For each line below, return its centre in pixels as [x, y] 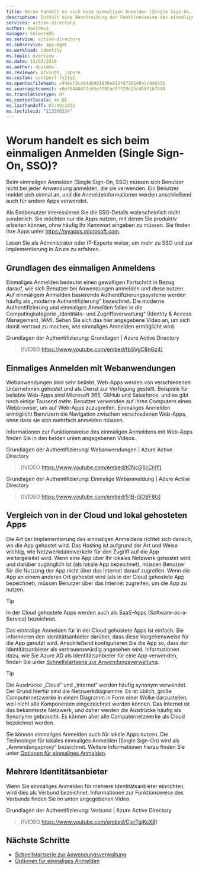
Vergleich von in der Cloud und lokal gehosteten [97, 515]
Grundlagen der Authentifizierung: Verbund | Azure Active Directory [89, 810]
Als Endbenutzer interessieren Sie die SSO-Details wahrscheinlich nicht [93, 213]
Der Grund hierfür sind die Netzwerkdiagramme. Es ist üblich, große [89, 691]
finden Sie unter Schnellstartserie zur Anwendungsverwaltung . [83, 662]
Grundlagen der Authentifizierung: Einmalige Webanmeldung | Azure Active [98, 479]
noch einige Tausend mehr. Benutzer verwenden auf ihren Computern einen [99, 401]
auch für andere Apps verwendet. [47, 201]
